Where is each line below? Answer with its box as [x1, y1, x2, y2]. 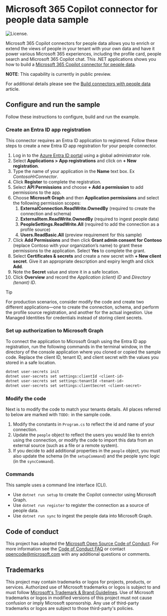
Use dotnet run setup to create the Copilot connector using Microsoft [12, 492, 157, 498]
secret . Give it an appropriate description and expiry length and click [12, 258, 154, 265]
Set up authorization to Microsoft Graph [5, 327, 104, 334]
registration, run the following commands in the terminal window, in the [5, 344, 151, 350]
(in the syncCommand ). [12, 459, 55, 464]
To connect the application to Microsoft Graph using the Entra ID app [5, 338, 147, 344]
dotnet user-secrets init [5, 369, 59, 374]
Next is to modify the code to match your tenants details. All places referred [5, 406, 161, 412]
